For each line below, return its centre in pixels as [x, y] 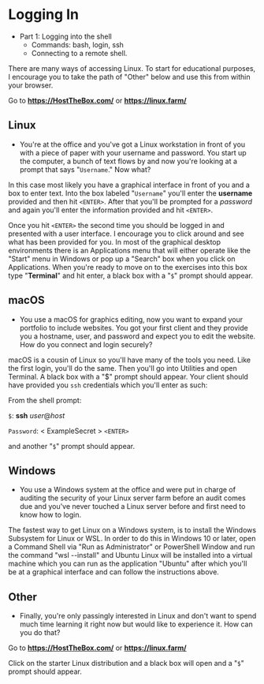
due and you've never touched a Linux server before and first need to [132, 506]
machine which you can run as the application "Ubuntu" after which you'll [128, 564]
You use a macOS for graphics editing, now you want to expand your [131, 319]
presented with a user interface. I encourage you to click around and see [126, 234]
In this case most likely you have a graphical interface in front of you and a [129, 185]
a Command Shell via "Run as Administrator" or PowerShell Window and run [132, 547]
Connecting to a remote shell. [79, 53]
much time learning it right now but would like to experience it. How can [136, 624]
